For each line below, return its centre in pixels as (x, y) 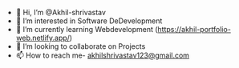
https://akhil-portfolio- (194, 29)
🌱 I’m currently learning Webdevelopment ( (87, 29)
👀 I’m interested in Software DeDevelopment (89, 21)
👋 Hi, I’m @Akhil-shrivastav (61, 12)
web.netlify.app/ (43, 38)
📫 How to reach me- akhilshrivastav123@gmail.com (103, 55)
